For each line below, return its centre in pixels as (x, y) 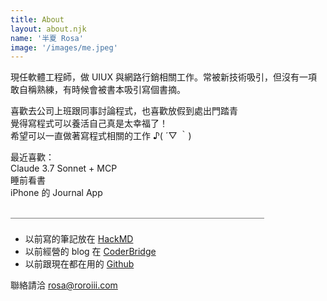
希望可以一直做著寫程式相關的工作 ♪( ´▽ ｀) (101, 136)
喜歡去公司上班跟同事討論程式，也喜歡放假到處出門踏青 (124, 111)
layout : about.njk (48, 29)
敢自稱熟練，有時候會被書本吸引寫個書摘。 (98, 90)
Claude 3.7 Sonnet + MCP (64, 168)
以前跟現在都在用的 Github (79, 263)
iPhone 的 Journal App (56, 193)
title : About (37, 19)
